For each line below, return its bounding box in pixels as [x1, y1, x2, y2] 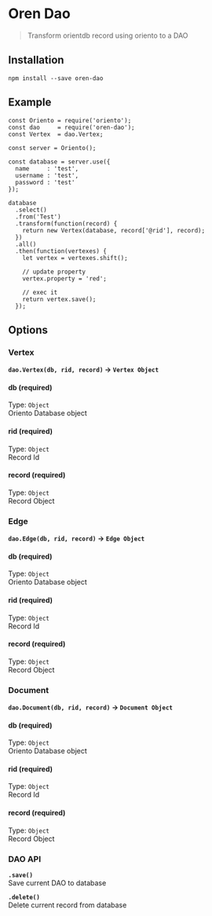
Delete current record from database [8, 900, 127, 910]
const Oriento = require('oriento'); [8, 116, 132, 124]
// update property [22, 268, 86, 276]
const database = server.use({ [8, 158, 111, 166]
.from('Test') [15, 213, 61, 221]
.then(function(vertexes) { [15, 247, 108, 255]
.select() [15, 206, 47, 214]
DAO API [8, 853, 42, 864]
